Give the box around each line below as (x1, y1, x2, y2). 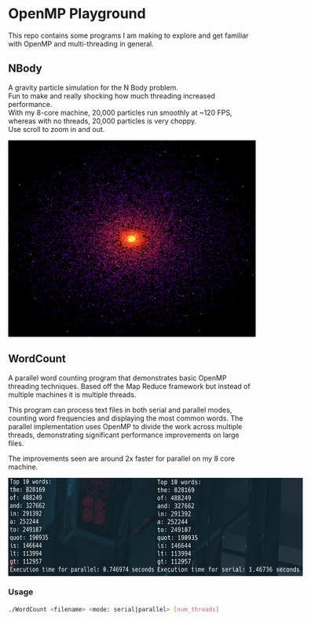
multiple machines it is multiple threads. (8, 390, 137, 399)
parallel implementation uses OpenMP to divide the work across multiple (8, 421, 243, 431)
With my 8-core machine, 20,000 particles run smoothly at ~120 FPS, (8, 108, 232, 117)
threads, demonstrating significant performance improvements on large (8, 430, 240, 439)
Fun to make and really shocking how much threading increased (8, 91, 216, 101)
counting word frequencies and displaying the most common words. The (8, 413, 243, 423)
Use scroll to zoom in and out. (8, 124, 105, 134)
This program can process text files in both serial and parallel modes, (8, 405, 232, 414)
